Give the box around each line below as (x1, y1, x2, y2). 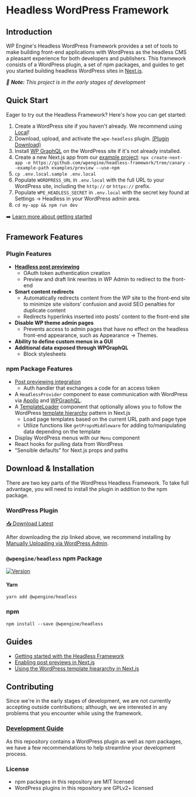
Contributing (6, 682, 54, 692)
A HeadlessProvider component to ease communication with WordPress (14, 390, 188, 397)
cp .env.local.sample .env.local (14, 171, 97, 177)
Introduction (6, 27, 53, 37)
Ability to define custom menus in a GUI (14, 338, 113, 345)
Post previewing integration (14, 378, 81, 385)
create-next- (151, 155, 183, 161)
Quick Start (6, 96, 49, 105)
